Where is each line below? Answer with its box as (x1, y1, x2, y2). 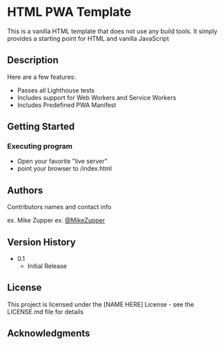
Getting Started (7, 121, 75, 133)
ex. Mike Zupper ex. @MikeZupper (7, 216, 105, 224)
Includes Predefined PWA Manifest (17, 101, 116, 109)
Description (7, 55, 59, 66)
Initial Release (27, 262, 68, 270)
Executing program (7, 142, 73, 151)
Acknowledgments (7, 327, 91, 339)
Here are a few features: (7, 73, 76, 81)
